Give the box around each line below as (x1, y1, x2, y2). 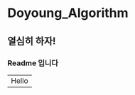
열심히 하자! (7, 35, 56, 47)
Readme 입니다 (7, 58, 58, 68)
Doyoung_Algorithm (7, 5, 129, 21)
